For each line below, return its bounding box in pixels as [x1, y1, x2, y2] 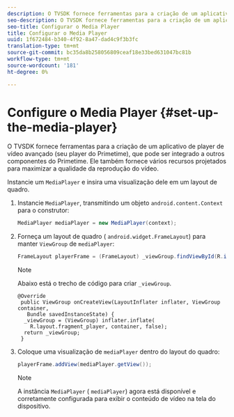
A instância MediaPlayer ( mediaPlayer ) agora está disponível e [17, 387, 196, 395]
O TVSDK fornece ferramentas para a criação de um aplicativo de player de [7, 142, 224, 150]
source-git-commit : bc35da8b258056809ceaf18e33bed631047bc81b [7, 49, 192, 56]
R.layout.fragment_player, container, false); [30, 323, 168, 331]
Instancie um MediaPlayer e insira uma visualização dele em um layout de [7, 178, 217, 187]
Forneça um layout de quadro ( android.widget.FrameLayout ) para [17, 233, 206, 241]
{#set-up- [159, 104, 219, 120]
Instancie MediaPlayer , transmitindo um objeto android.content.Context [17, 199, 223, 207]
